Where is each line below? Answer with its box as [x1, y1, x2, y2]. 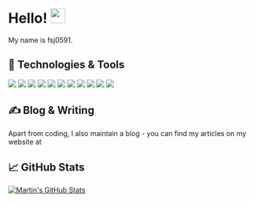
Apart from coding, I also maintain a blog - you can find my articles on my [8, 128, 247, 138]
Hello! [8, 9, 48, 28]
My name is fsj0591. [8, 35, 73, 45]
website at [8, 137, 42, 146]
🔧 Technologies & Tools [8, 58, 125, 72]
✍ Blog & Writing [8, 104, 94, 117]
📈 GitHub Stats [8, 160, 85, 174]
